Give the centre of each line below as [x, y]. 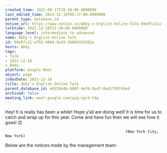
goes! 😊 [14, 123]
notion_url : [17, 24]
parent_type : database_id [32, 19]
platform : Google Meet [29, 70]
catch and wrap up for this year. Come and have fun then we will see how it [82, 117]
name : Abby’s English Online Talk [41, 38]
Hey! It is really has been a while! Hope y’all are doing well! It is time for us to [83, 112]
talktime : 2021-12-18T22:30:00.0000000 [46, 28]
